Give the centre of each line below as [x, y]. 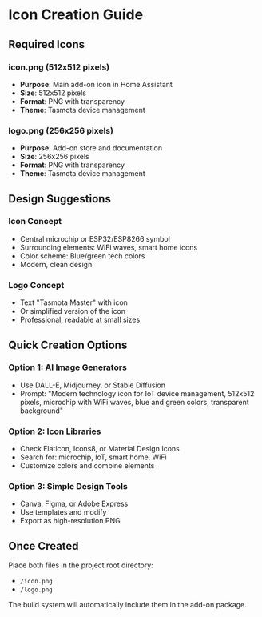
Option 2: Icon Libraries [55, 431]
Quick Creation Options [68, 345]
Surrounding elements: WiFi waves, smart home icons [109, 247]
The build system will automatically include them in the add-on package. [128, 605]
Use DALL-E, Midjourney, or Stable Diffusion [93, 385]
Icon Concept [35, 222]
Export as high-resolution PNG [70, 521]
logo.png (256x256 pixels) [61, 130]
